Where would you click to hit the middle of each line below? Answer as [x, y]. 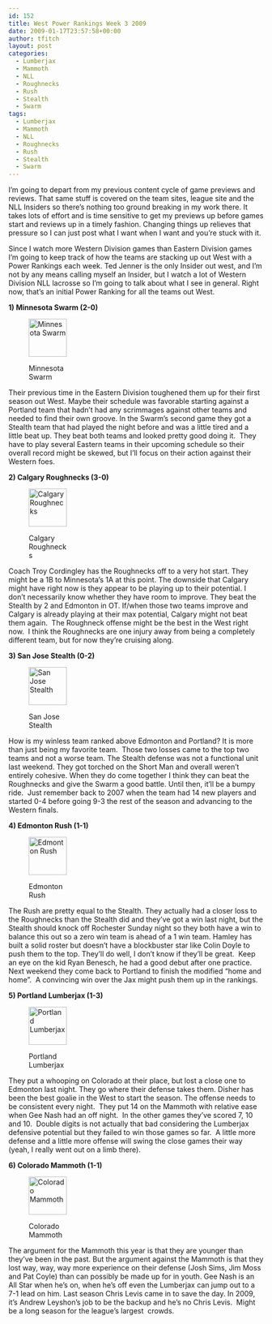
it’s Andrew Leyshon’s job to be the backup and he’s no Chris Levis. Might [132, 1302]
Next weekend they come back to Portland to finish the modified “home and [135, 971]
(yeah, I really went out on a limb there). [75, 1150]
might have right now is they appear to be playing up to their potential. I [127, 588]
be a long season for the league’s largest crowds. [91, 1311]
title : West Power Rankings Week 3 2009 [78, 24]
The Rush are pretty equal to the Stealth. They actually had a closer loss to [133, 911]
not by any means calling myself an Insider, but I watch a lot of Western [127, 275]
